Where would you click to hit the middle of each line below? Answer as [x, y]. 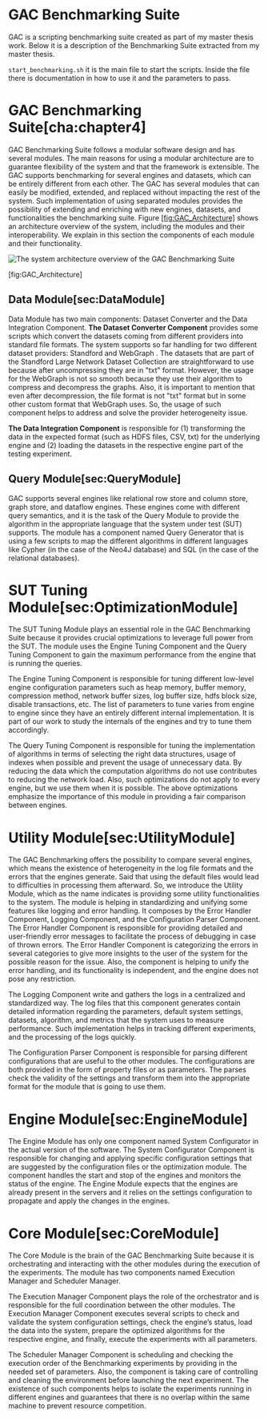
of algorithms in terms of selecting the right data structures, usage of [122, 754]
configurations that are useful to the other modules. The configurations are [132, 1061]
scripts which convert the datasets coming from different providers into [126, 336]
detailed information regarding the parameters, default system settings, [126, 1012]
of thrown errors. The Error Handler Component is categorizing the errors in [133, 945]
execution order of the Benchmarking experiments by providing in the [123, 1363]
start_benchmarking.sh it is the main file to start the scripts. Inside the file [129, 69]
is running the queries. [45, 664]
